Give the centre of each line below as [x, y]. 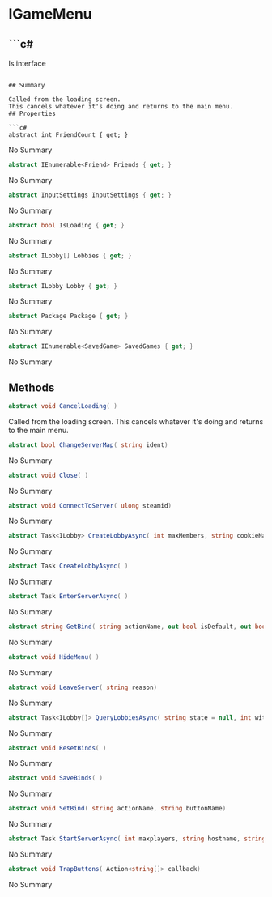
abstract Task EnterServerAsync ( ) [68, 597]
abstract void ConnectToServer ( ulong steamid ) [90, 506]
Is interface [27, 63]
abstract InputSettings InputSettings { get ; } [90, 195]
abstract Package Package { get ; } [68, 317]
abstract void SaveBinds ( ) [56, 778]
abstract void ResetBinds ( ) [57, 748]
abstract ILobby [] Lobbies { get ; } [70, 256]
